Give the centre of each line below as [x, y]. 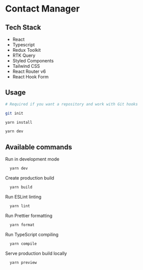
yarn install [19, 122]
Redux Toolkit [27, 50]
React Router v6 [29, 71]
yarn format [22, 225]
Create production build [30, 178]
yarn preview [23, 262]
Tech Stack [23, 27]
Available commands [39, 147]
